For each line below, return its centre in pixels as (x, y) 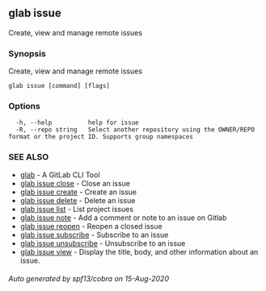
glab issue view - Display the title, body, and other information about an (139, 252)
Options (24, 106)
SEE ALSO (29, 157)
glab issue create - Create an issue (78, 192)
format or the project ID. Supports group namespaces (101, 137)
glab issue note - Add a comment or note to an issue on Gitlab (123, 218)
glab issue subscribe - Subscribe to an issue (94, 235)
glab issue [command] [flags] (59, 86)
